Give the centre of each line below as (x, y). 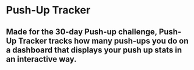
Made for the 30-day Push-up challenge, (82, 32)
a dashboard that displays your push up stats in (94, 50)
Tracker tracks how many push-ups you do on (103, 41)
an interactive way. (41, 59)
